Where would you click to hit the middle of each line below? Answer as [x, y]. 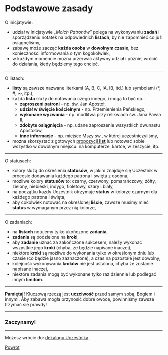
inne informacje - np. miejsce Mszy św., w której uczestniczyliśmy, [89, 136]
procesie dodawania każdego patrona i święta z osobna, [70, 176]
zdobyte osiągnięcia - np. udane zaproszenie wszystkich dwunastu [90, 125]
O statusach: [18, 161]
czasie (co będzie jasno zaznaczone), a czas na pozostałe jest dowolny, [86, 258]
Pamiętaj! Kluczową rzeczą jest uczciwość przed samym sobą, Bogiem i [80, 294]
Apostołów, [31, 130]
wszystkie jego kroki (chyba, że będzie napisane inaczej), [72, 247]
